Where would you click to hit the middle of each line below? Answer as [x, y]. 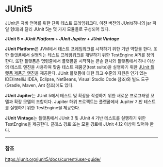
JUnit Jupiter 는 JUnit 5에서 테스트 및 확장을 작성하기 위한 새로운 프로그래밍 [77, 95]
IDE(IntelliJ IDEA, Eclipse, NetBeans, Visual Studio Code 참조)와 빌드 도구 [77, 79]
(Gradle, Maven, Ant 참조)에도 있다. [39, 85]
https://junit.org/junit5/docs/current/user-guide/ [53, 159]
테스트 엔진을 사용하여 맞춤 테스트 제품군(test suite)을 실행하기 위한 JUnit [80, 67]
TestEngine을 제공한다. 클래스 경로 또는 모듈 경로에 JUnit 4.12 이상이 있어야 [77, 124]
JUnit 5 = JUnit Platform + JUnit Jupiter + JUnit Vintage [62, 39]
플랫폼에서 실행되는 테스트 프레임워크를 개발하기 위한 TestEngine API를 [78, 55]
